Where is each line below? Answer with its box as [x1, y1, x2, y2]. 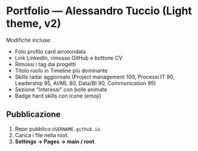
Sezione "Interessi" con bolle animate [14, 86, 107, 93]
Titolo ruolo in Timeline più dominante [14, 67, 108, 74]
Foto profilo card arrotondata [14, 48, 86, 55]
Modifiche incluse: [6, 36, 52, 43]
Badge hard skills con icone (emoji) [14, 92, 101, 99]
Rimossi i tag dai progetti [14, 61, 76, 68]
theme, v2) [6, 17, 61, 30]
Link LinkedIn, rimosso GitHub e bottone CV [14, 54, 123, 61]
